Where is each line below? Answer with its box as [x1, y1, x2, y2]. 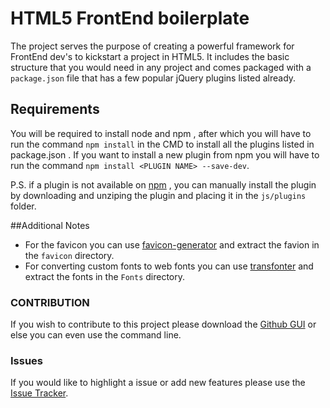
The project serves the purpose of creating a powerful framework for [10, 40, 295, 52]
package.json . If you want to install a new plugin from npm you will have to [10, 148, 320, 161]
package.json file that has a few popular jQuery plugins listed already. [10, 72, 297, 84]
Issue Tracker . [10, 387, 69, 399]
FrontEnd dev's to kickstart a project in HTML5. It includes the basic [10, 50, 290, 62]
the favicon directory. [24, 249, 115, 261]
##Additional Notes [10, 219, 90, 231]
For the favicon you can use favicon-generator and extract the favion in [24, 238, 320, 251]
